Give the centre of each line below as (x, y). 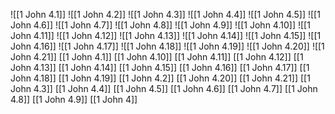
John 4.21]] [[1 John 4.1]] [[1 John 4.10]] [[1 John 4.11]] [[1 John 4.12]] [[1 (157, 57)
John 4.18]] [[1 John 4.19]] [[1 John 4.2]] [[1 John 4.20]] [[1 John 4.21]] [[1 (160, 78)
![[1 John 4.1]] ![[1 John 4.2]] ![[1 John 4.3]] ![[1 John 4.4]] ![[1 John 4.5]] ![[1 (165, 14)
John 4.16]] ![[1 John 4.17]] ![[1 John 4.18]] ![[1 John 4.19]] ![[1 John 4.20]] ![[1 (167, 46)
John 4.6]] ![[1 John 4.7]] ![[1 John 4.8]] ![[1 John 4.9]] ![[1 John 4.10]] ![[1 (160, 25)
